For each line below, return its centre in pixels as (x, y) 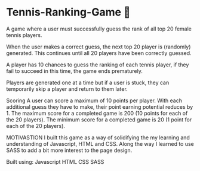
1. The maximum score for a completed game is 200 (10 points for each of (97, 113)
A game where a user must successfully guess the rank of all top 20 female (99, 29)
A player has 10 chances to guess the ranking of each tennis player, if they (98, 65)
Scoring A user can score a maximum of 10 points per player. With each (94, 100)
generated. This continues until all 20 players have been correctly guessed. (99, 53)
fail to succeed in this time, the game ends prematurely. (75, 71)
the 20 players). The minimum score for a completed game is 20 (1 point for (99, 120)
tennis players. (24, 35)
